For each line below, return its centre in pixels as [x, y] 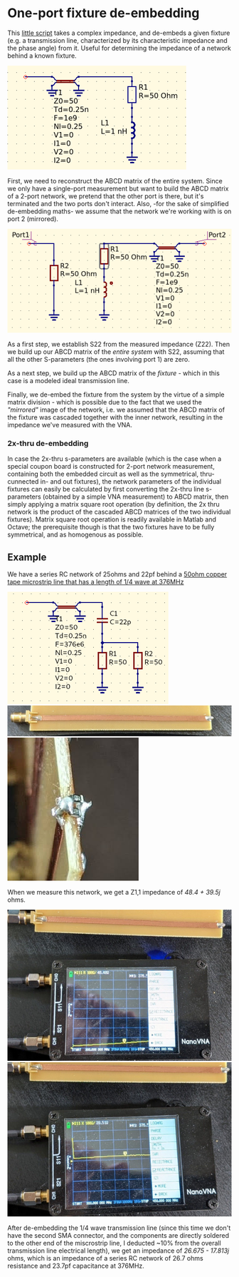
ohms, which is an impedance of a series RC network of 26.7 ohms [106, 1258]
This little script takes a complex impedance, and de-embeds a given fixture [119, 33]
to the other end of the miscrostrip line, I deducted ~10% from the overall [115, 1243]
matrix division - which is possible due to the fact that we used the [105, 402]
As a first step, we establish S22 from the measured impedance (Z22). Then [118, 345]
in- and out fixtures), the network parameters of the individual [131, 482]
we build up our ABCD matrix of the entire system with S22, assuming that [116, 352]
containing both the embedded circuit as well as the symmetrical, [103, 474]
